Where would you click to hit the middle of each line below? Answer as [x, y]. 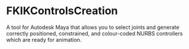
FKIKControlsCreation [62, 11]
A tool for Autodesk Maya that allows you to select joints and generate [93, 27]
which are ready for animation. [44, 40]
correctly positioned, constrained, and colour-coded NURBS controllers [94, 33]
